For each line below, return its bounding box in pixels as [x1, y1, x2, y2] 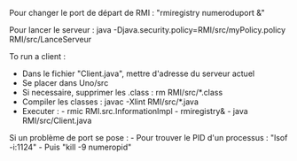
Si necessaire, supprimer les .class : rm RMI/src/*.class [21, 88, 223, 97]
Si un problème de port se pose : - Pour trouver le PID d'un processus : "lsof [9, 133, 288, 142]
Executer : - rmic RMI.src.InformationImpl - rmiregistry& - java [21, 106, 248, 116]
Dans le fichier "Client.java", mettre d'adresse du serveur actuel [21, 68, 255, 79]
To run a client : [9, 51, 66, 61]
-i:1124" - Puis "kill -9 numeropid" [9, 142, 132, 152]
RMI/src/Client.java [21, 115, 92, 126]
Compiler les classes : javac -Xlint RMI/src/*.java [21, 96, 199, 107]
